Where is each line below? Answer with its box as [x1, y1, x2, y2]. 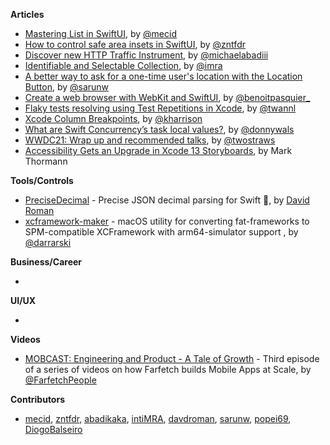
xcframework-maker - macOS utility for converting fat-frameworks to [24, 215, 310, 227]
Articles [10, 9, 45, 20]
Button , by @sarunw [24, 81, 110, 93]
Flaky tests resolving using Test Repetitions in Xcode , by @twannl [24, 102, 297, 114]
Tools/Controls [10, 175, 74, 186]
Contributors [10, 394, 66, 405]
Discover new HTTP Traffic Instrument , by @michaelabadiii [24, 49, 269, 61]
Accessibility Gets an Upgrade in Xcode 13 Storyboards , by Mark [24, 145, 293, 156]
